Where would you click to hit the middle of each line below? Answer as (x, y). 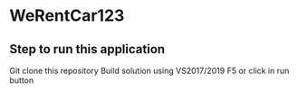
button (22, 80)
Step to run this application (87, 49)
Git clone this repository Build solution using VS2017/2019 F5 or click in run (149, 70)
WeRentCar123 (67, 16)
